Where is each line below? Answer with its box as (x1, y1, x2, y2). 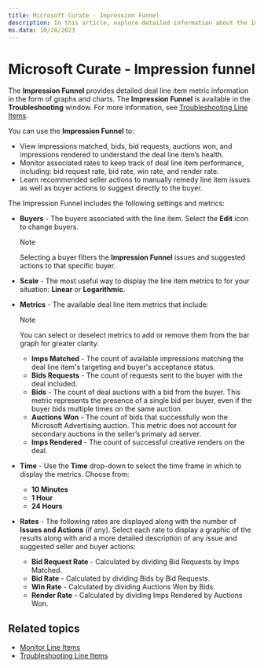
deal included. (31, 379, 78, 389)
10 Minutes (31, 485, 68, 494)
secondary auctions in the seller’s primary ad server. (31, 430, 202, 439)
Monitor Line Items (19, 643, 81, 652)
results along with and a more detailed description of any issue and (19, 533, 237, 543)
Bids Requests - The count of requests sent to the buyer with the (31, 371, 244, 380)
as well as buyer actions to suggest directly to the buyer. (19, 183, 203, 193)
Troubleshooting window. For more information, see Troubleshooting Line (8, 103, 248, 113)
